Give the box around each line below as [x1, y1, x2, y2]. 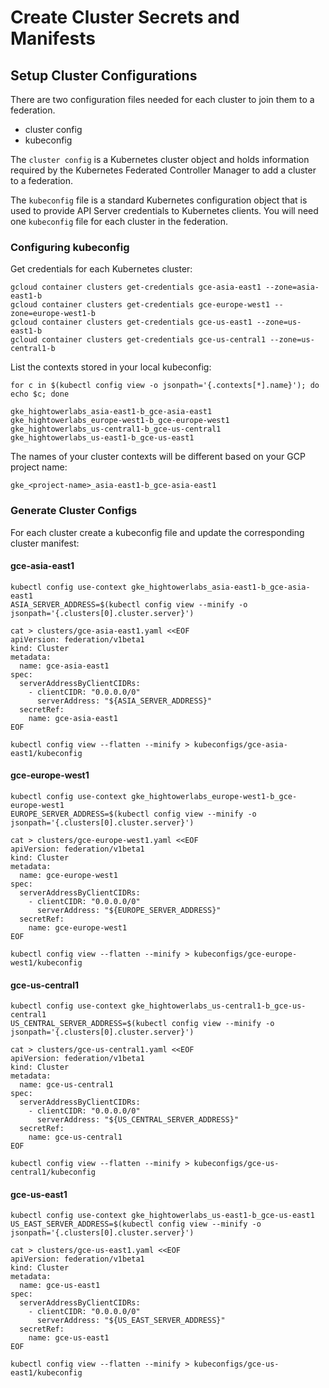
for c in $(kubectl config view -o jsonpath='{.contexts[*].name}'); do [10, 381, 320, 391]
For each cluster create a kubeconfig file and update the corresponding [10, 526, 305, 538]
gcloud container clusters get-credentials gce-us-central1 [10, 335, 267, 345]
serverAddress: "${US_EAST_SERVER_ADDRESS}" [36, 1316, 226, 1326]
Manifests [10, 27, 96, 50]
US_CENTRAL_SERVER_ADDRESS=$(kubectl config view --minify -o [10, 1019, 275, 1029]
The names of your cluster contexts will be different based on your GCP [10, 451, 306, 463]
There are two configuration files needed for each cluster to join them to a [10, 94, 315, 105]
